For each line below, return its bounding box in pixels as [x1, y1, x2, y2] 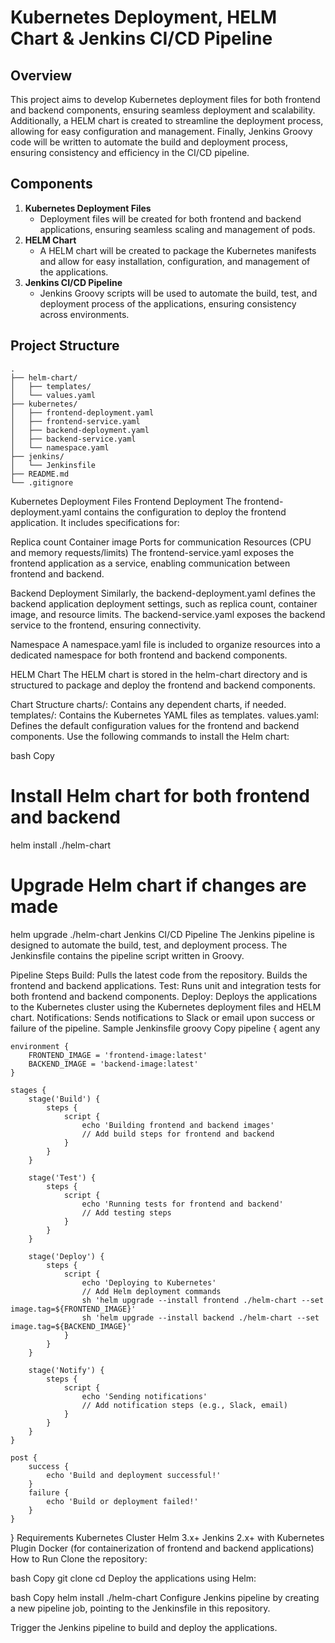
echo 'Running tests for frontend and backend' [81, 1199, 284, 1209]
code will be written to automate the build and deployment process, [10, 136, 288, 148]
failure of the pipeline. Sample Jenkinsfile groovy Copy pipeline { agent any [10, 1022, 321, 1034]
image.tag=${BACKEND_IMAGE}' [10, 1321, 132, 1331]
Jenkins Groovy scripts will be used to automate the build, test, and [39, 287, 318, 299]
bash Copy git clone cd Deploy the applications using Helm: [10, 1572, 257, 1584]
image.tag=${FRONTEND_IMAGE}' [10, 1304, 137, 1314]
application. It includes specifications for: [10, 516, 180, 528]
